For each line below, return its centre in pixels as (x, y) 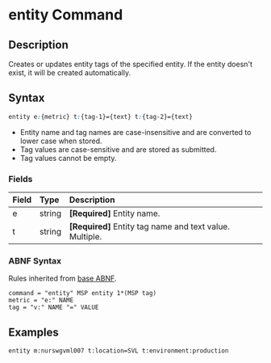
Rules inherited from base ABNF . (63, 279)
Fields (21, 179)
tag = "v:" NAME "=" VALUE (54, 308)
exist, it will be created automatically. (70, 73)
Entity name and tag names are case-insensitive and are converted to (135, 132)
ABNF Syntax (35, 260)
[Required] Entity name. (115, 213)
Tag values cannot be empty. (68, 158)
